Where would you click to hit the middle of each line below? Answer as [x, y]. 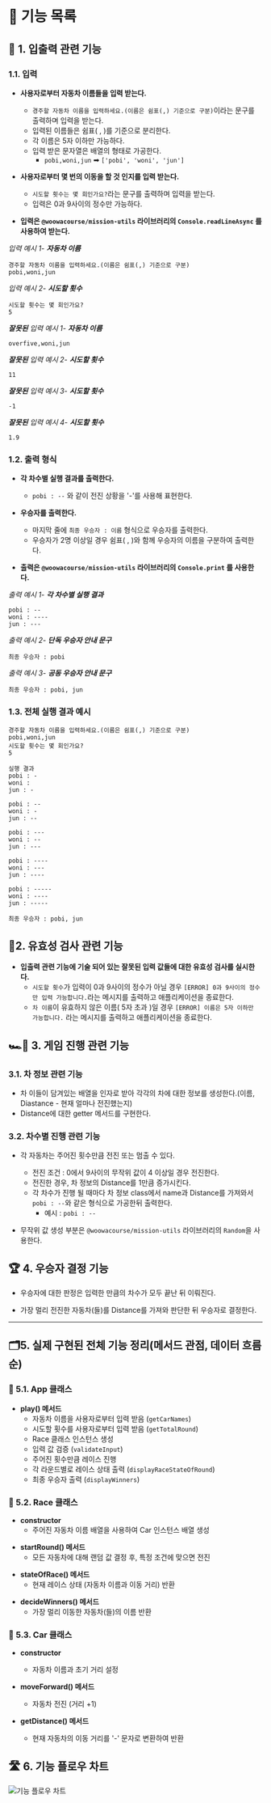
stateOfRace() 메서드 [55, 1575]
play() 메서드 [41, 1408]
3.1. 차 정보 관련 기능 [46, 1074]
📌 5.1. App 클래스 [40, 1390]
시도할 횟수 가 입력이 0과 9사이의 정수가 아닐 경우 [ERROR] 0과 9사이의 [139, 987]
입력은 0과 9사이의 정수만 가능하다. [87, 204]
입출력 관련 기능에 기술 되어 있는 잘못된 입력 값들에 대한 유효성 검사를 [127, 967]
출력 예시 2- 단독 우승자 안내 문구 [60, 641]
